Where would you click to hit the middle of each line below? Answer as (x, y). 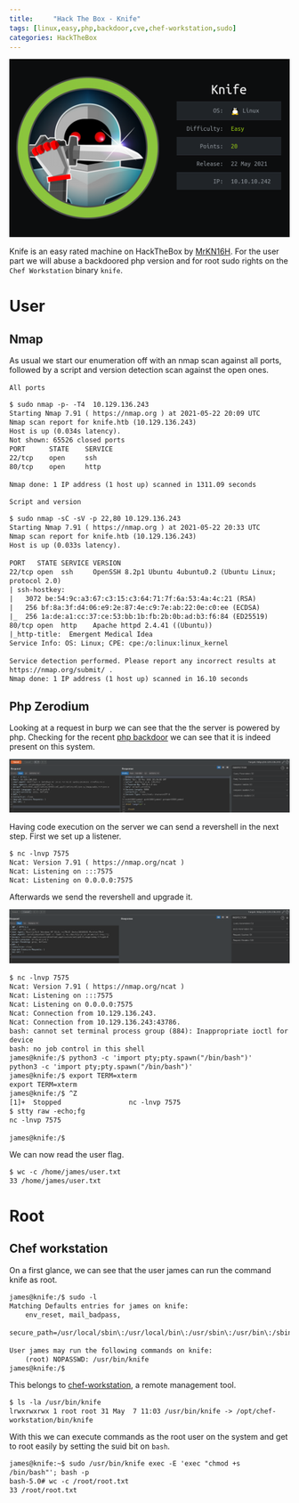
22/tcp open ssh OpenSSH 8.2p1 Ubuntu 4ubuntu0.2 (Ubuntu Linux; (143, 573)
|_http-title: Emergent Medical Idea (81, 635)
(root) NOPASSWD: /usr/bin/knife (87, 1359)
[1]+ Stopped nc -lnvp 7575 (95, 1102)
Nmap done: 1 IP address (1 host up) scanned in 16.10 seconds (129, 679)
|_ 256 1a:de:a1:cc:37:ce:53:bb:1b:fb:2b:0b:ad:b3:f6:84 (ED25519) (139, 617)
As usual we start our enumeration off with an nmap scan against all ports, (145, 361)
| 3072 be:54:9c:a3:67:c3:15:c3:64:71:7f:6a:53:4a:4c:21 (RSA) (133, 599)
